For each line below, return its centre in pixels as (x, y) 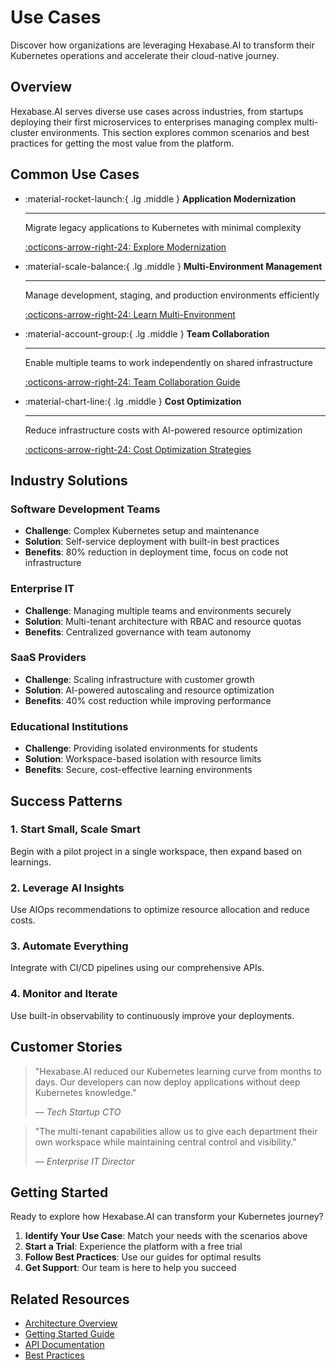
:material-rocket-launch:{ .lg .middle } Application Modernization (160, 198)
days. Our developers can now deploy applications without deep (167, 1082)
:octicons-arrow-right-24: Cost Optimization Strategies (138, 449)
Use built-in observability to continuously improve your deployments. (152, 1015)
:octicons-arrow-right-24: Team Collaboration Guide (132, 382)
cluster (24, 132)
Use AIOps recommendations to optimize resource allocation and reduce (160, 910)
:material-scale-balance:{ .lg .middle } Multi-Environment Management (173, 266)
